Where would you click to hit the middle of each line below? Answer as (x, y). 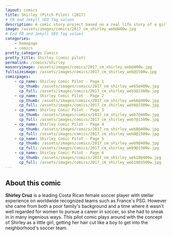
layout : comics (21, 10)
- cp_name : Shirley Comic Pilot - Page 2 (59, 96)
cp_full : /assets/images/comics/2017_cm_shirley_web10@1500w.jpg (90, 162)
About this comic (33, 183)
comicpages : (18, 77)
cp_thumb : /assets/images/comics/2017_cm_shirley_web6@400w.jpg (89, 100)
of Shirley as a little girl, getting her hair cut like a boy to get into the (77, 223)
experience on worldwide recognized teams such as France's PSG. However (86, 201)
